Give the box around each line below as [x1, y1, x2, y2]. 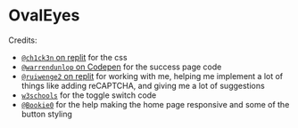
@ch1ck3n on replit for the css [21, 52, 128, 62]
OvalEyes [8, 5, 80, 26]
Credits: [8, 35, 37, 45]
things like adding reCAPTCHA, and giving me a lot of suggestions [21, 80, 265, 91]
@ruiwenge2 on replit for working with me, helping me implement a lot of [21, 70, 284, 81]
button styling [21, 108, 73, 119]
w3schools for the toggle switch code [21, 90, 157, 100]
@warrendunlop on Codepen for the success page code [21, 61, 222, 72]
